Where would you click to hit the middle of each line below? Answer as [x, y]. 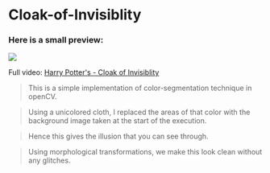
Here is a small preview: [56, 40]
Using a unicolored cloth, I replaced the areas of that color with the [139, 112]
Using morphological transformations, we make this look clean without [145, 152]
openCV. [42, 97]
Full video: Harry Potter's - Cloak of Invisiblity [84, 72]
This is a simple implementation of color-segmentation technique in [140, 88]
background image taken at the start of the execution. [117, 121]
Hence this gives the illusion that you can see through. [118, 136]
